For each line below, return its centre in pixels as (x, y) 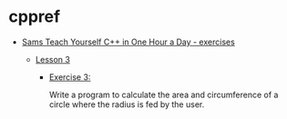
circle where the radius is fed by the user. (127, 104)
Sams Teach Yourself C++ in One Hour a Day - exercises (128, 42)
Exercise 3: (70, 77)
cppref (35, 17)
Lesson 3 (52, 59)
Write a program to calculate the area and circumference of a (164, 94)
